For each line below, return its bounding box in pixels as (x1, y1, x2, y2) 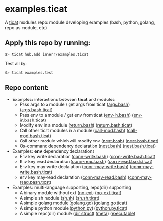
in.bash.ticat (19, 117, 45, 123)
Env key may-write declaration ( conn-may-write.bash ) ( (19, 164, 132, 170)
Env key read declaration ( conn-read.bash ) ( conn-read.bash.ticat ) (19, 159, 153, 164)
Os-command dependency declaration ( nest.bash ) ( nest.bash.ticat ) (19, 143, 156, 149)
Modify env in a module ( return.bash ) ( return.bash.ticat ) (19, 122, 133, 128)
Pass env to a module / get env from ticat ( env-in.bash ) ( (19, 112, 134, 118)
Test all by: (5, 60, 27, 66)
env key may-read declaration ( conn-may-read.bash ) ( (19, 174, 130, 180)
